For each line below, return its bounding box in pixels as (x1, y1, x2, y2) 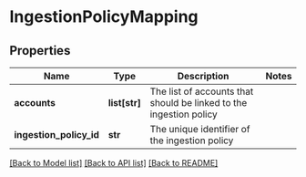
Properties (9, 43, 71, 58)
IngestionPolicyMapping (9, 6, 199, 27)
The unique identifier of (149, 123, 250, 135)
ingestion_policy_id (14, 129, 100, 141)
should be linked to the (149, 97, 248, 109)
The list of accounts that (149, 85, 254, 98)
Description (177, 70, 229, 82)
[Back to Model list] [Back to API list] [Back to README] (9, 158, 219, 168)
